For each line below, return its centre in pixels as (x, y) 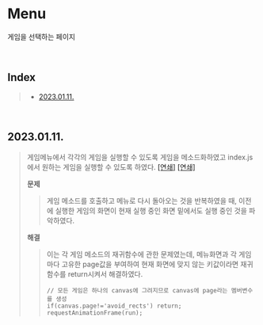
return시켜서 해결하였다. (105, 273)
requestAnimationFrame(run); (95, 313)
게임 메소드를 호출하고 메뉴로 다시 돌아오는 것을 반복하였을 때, (141, 201)
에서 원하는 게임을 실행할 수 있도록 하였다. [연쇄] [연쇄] (111, 166)
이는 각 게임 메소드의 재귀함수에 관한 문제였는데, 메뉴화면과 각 (141, 254)
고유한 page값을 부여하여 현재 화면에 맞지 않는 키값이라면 (150, 264)
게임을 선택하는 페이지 (42, 36)
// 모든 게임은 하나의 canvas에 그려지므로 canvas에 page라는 (137, 290)
